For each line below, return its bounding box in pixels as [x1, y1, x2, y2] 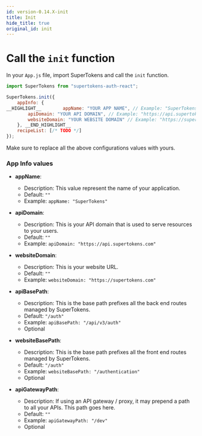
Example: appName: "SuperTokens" [23, 197, 108, 205]
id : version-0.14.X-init [6, 8, 69, 15]
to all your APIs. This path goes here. [23, 404, 115, 411]
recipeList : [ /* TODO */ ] [17, 128, 82, 134]
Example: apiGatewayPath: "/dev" [23, 417, 108, 424]
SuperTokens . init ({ [6, 94, 55, 100]
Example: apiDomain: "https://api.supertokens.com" [23, 240, 156, 247]
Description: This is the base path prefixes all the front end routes [23, 349, 187, 356]
